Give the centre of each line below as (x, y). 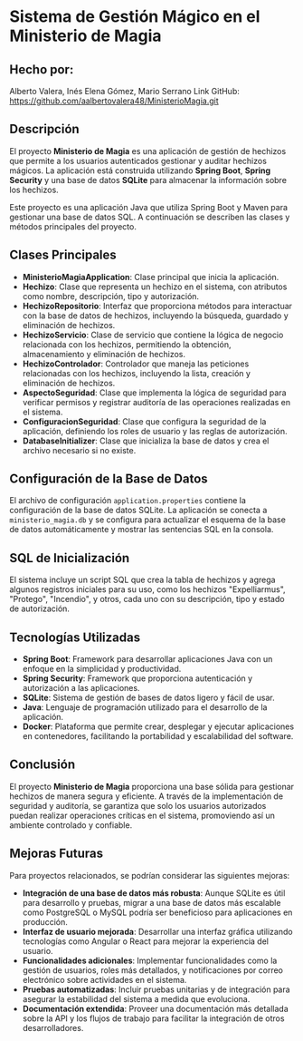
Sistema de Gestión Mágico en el (135, 17)
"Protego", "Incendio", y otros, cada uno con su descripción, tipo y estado (147, 599)
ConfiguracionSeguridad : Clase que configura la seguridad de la (144, 421)
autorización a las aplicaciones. (81, 688)
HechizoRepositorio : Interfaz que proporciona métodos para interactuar (157, 306)
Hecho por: (42, 69)
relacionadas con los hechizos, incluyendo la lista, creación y (137, 373)
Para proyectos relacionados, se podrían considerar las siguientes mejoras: (150, 875)
